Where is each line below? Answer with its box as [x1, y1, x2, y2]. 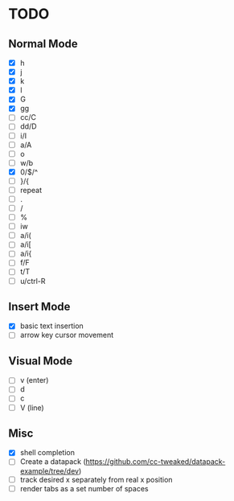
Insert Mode [8, 299, 71, 314]
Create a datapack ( [19, 457, 86, 466]
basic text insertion [19, 321, 84, 331]
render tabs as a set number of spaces [19, 483, 149, 493]
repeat [19, 185, 43, 195]
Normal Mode [8, 37, 78, 51]
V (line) [19, 403, 44, 413]
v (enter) [19, 376, 49, 385]
